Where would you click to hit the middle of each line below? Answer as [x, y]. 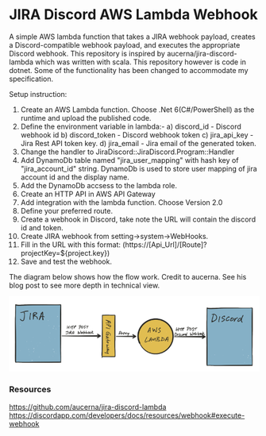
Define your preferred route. [67, 210]
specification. [31, 79]
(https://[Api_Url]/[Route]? [165, 245]
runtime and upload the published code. [86, 118]
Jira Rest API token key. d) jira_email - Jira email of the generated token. [138, 143]
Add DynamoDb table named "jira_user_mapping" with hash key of [129, 160]
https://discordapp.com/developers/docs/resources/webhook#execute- [127, 415]
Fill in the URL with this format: [71, 245]
